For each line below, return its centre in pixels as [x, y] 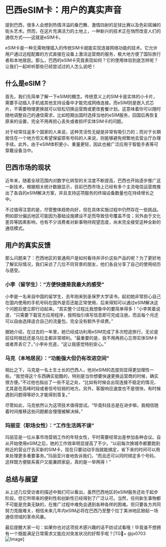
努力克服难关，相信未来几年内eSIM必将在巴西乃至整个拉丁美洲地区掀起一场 [82, 511]
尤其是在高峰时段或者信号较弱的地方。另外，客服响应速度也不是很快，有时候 [83, 388]
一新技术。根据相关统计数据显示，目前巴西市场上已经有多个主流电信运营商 [81, 186]
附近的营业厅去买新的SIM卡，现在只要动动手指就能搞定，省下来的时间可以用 [83, 450]
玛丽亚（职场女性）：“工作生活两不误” [50, 425]
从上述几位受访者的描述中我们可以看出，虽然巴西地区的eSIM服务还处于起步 [82, 492]
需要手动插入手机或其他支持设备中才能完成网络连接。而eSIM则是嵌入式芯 [80, 103]
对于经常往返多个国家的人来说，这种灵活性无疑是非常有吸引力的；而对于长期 [83, 131]
